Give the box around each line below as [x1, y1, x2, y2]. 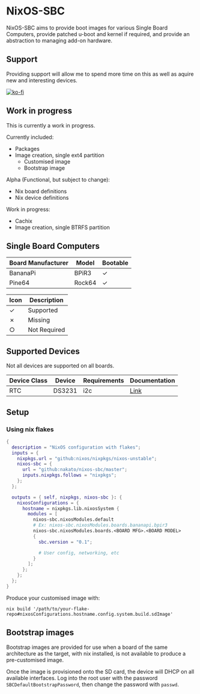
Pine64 [9, 278, 30, 287]
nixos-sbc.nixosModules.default [32, 517, 114, 523]
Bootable [102, 259, 129, 267]
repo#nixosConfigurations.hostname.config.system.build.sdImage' [6, 611, 173, 617]
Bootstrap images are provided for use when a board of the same [6, 643, 168, 651]
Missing [28, 316, 50, 324]
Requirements [83, 376, 124, 385]
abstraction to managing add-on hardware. [6, 37, 113, 44]
